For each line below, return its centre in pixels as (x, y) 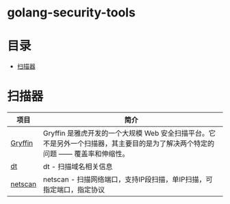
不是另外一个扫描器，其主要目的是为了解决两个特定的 (129, 144)
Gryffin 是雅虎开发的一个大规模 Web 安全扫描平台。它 (130, 133)
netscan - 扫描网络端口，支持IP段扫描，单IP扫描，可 (128, 179)
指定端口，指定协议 (74, 190)
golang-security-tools (71, 13)
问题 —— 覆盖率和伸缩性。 (86, 154)
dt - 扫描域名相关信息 (78, 167)
